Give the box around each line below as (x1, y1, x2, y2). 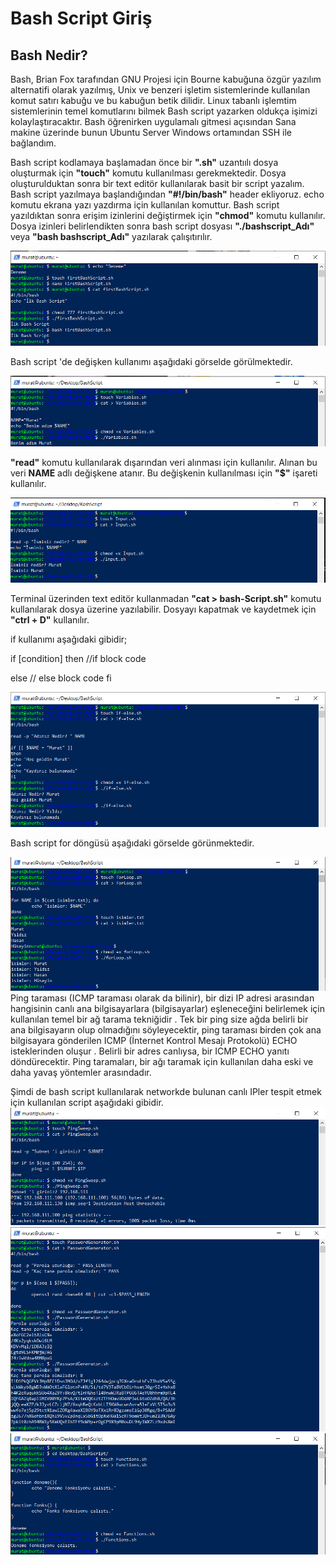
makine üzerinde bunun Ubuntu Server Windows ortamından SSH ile (10, 127, 292, 138)
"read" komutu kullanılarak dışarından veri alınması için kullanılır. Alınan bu (10, 457, 318, 469)
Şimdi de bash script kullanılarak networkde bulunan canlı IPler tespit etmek (10, 1086, 322, 1098)
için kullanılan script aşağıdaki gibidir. (10, 1097, 164, 1109)
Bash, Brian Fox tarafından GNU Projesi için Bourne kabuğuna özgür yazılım (10, 73, 322, 85)
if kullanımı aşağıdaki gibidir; (10, 633, 128, 646)
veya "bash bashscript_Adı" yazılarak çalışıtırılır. (10, 231, 213, 242)
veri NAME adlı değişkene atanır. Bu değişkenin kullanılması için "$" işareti (10, 467, 318, 479)
